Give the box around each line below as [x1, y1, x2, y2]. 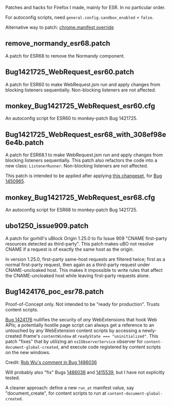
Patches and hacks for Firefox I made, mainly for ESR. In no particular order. [5, 5, 166, 10]
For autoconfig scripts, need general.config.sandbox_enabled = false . [5, 14, 154, 20]
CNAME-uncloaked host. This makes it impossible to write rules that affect [5, 267, 163, 273]
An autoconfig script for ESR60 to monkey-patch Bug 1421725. [5, 115, 138, 121]
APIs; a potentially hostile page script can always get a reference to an [5, 322, 155, 328]
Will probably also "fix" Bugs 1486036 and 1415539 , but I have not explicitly [5, 369, 165, 375]
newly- [142, 327, 157, 334]
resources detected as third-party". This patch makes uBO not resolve [5, 241, 154, 247]
